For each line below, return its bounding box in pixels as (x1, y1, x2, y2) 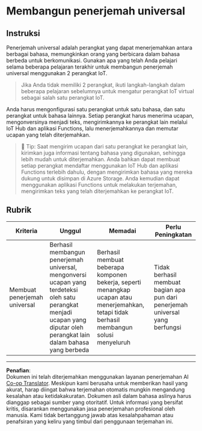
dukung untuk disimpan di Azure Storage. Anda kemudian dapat (20, 175, 180, 182)
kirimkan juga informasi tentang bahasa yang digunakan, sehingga (20, 149, 186, 156)
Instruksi (6, 28, 40, 38)
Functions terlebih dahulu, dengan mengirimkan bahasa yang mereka (20, 168, 193, 176)
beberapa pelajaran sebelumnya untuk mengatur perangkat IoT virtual (20, 88, 194, 94)
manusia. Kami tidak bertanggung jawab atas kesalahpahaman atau (6, 411, 174, 418)
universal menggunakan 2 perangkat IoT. (6, 70, 108, 76)
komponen (97, 271, 127, 279)
